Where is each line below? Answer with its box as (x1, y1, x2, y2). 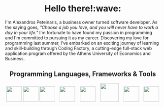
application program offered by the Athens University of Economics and (5, 50, 151, 56)
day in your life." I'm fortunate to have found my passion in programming (5, 29, 153, 35)
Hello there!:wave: (44, 3, 122, 14)
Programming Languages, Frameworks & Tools (9, 70, 156, 79)
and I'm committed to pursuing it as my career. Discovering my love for (5, 35, 149, 41)
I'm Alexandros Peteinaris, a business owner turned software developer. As (5, 19, 158, 25)
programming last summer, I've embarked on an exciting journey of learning (5, 40, 159, 46)
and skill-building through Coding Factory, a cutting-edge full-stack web (5, 45, 152, 51)
